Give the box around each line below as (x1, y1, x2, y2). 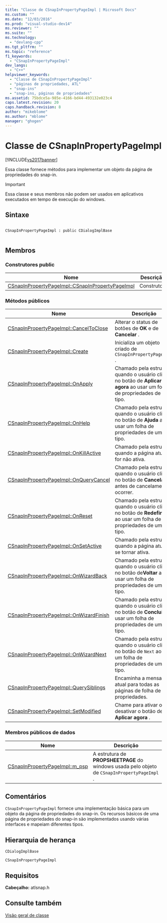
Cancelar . (114, 331, 140, 338)
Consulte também (5, 899, 62, 908)
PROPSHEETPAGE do (92, 756, 144, 763)
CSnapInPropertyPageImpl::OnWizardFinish (7, 612, 109, 619)
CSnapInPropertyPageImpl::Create (7, 348, 88, 355)
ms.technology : (5, 35, 37, 40)
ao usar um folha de (114, 516, 162, 523)
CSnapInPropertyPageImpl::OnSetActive (7, 542, 102, 549)
